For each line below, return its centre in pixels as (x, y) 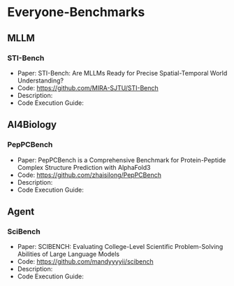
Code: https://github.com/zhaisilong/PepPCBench (89, 175)
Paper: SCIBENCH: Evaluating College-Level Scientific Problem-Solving (120, 247)
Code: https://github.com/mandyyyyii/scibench (85, 262)
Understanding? (41, 80)
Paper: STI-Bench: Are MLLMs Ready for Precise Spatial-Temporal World (122, 73)
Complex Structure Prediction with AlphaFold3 (84, 167)
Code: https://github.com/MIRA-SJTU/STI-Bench (88, 87)
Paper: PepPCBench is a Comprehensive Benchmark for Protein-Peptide (122, 160)
